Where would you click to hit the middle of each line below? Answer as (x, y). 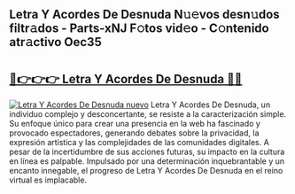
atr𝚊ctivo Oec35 (55, 42)
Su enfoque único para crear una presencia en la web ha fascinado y (135, 124)
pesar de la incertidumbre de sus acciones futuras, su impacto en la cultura (147, 151)
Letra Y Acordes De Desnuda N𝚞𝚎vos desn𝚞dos (145, 15)
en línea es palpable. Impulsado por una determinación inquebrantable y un (147, 161)
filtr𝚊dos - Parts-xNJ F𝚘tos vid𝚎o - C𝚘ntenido (139, 29)
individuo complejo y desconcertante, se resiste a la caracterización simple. (147, 114)
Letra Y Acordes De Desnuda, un (210, 105)
